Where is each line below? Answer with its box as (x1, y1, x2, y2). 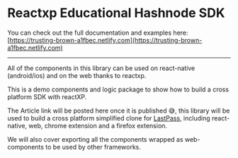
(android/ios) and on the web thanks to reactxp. (7, 71, 147, 79)
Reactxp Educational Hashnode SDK (7, 5, 225, 21)
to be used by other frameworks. (45, 142, 142, 151)
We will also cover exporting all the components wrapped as (7, 135, 183, 143)
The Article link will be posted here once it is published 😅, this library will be (7, 106, 230, 115)
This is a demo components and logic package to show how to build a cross (7, 85, 229, 94)
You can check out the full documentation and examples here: (7, 28, 189, 37)
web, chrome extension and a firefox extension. (28, 121, 168, 130)
